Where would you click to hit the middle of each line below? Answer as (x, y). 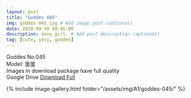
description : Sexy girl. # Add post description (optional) (83, 34)
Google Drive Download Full (41, 77)
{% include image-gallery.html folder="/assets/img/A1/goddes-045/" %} (96, 89)
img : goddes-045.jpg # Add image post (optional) (70, 23)
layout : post (23, 12)
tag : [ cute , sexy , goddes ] (40, 40)
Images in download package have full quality (63, 71)
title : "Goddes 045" (32, 17)
